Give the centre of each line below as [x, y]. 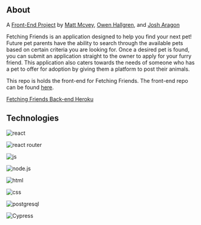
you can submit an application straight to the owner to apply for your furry [99, 56]
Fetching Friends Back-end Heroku [50, 99]
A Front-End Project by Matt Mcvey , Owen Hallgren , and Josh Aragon [93, 24]
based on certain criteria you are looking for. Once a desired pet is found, [98, 49]
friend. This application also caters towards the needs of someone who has [101, 62]
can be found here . [30, 87]
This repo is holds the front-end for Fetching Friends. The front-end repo [97, 80]
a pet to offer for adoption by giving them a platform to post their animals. [98, 69]
